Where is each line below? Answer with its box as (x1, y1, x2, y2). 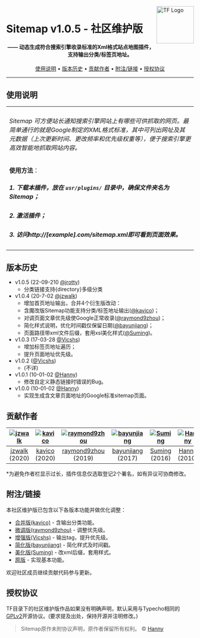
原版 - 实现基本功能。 (14, 556, 68, 563)
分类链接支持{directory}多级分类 (23, 286, 103, 293)
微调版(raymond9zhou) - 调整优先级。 (14, 526, 108, 533)
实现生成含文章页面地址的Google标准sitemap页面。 (23, 392, 150, 399)
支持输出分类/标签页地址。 (67, 51, 133, 58)
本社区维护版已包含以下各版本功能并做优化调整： (6, 506, 126, 513)
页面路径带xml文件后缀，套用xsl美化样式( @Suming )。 (23, 329, 156, 336)
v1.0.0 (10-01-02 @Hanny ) (14, 385, 79, 392)
